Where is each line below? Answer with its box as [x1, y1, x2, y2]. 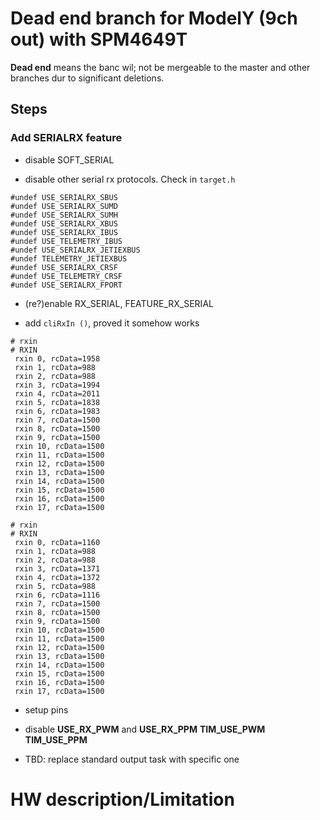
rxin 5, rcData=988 [14, 581, 97, 591]
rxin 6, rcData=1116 [14, 590, 101, 600]
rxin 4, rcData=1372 [14, 572, 101, 582]
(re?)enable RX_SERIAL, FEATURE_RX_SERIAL [24, 297, 214, 309]
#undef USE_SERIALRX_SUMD [10, 201, 118, 211]
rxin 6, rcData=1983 [14, 406, 101, 416]
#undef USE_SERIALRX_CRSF [10, 262, 118, 272]
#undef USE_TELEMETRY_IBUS [10, 236, 123, 246]
